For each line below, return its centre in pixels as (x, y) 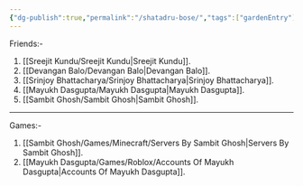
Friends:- (26, 43)
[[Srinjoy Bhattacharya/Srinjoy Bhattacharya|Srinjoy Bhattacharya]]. (148, 80)
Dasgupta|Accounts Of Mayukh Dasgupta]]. (104, 172)
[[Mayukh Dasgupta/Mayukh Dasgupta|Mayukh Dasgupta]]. (133, 89)
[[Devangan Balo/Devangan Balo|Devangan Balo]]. (116, 70)
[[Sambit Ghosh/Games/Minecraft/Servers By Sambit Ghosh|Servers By (156, 143)
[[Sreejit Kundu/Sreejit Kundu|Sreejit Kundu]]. (106, 60)
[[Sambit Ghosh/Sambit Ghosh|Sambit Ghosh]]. (110, 99)
